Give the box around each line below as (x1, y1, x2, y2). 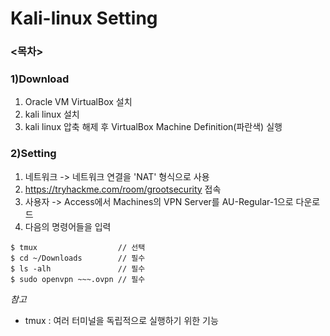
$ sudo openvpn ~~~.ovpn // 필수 (10, 274, 146, 284)
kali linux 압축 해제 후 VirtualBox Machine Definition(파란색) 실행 (24, 121, 283, 133)
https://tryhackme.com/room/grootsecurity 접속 (24, 183, 222, 195)
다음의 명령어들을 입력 (24, 220, 112, 232)
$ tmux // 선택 (10, 242, 146, 252)
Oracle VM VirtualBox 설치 (24, 96, 133, 108)
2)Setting (10, 147, 57, 161)
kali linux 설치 (24, 108, 80, 121)
